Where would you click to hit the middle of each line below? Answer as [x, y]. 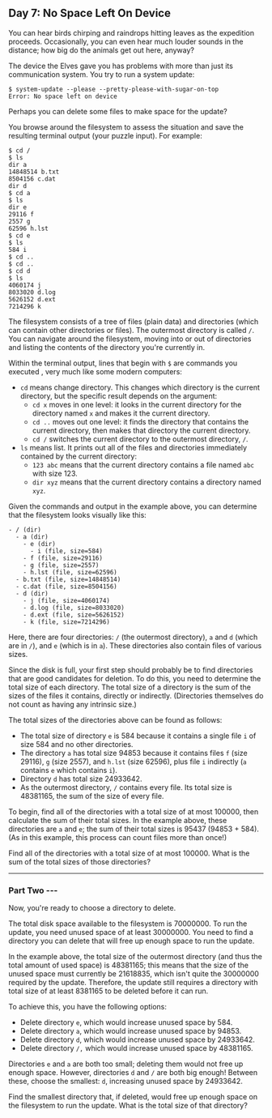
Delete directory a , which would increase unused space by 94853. [131, 1031]
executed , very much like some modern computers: [95, 371]
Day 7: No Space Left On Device [90, 13]
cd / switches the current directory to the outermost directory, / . [140, 439]
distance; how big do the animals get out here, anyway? [101, 50]
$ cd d [19, 271]
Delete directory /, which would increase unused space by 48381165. [136, 1048]
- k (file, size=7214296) [67, 622]
